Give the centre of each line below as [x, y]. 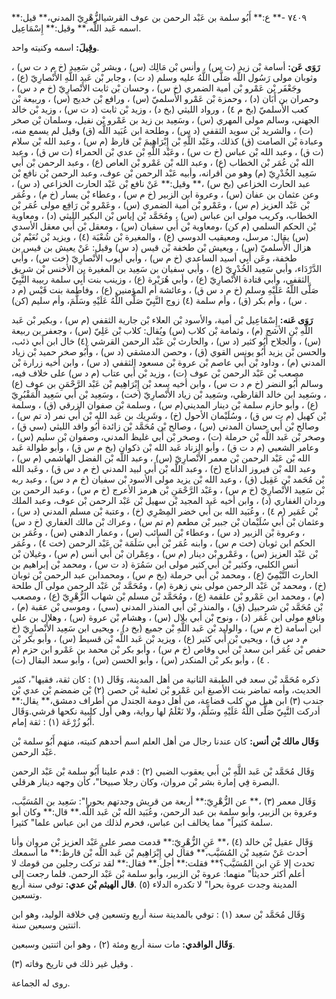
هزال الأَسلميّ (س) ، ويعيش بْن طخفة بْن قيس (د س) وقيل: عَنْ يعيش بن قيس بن [161, 247]
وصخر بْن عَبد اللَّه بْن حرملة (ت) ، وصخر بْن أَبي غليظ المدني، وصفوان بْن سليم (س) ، [168, 436]
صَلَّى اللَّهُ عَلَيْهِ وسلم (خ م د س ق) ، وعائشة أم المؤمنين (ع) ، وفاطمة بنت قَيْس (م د [165, 290]
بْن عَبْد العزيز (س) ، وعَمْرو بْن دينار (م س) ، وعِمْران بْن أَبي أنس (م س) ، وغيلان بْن [165, 553]
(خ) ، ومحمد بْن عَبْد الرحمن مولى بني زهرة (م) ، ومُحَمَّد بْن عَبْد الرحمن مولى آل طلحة [169, 585]
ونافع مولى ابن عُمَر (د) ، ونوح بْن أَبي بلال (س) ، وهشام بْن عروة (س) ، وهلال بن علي [168, 617]
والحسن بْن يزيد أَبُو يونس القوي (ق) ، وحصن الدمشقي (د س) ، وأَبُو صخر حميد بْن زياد [169, 351]
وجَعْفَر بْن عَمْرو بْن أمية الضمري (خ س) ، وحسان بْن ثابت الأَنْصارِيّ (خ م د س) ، [156, 88]
